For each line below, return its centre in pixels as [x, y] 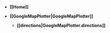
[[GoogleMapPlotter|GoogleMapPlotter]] [51, 16]
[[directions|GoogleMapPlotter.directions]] [61, 25]
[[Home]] [19, 7]
